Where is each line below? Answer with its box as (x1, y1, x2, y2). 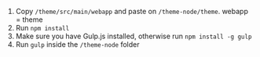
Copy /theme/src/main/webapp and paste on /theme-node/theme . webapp (15, 7, 249, 16)
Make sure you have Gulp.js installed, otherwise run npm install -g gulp (15, 31, 252, 41)
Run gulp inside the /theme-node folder (15, 40, 140, 49)
